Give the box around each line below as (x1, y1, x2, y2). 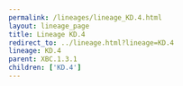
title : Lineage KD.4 (8, 30, 87, 39)
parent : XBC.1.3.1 (8, 55, 78, 64)
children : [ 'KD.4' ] (8, 64, 82, 73)
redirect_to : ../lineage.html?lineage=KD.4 (8, 38, 175, 47)
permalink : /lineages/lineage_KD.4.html (8, 13, 163, 22)
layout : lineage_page (8, 21, 90, 30)
